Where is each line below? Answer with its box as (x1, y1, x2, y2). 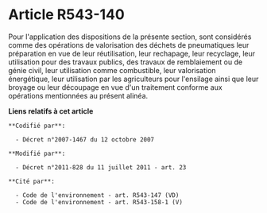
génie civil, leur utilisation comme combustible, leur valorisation (8, 65, 216, 75)
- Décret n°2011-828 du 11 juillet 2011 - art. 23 (15, 163, 187, 172)
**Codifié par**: (8, 122, 66, 130)
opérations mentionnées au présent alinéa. (8, 91, 149, 100)
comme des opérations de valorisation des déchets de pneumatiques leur (8, 40, 250, 49)
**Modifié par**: (8, 149, 66, 157)
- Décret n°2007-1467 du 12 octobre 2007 (15, 135, 155, 144)
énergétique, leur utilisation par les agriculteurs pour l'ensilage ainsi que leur (8, 74, 259, 83)
